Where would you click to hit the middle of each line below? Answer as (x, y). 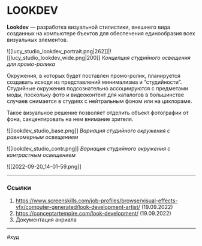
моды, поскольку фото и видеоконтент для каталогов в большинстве (96, 95)
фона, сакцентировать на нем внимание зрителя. (70, 119)
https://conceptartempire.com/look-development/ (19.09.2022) (93, 214)
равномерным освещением (43, 137)
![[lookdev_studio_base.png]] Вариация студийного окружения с (88, 130)
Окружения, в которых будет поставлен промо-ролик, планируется (94, 75)
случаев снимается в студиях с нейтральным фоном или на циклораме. (100, 101)
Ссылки (19, 187)
